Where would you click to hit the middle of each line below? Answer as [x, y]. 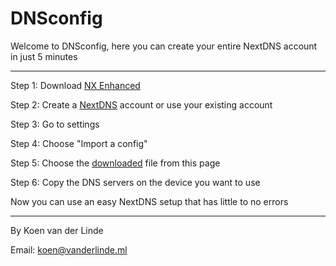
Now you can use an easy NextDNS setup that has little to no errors [149, 201]
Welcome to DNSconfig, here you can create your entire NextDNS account [164, 46]
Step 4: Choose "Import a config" [79, 143]
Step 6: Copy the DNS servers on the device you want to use [135, 182]
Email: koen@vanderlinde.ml [69, 249]
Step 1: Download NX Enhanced [75, 85]
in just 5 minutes [44, 56]
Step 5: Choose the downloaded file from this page [115, 163]
